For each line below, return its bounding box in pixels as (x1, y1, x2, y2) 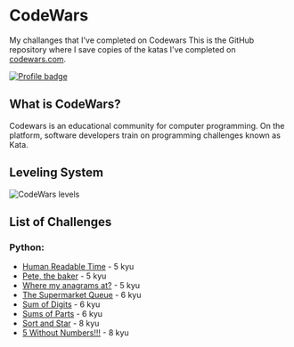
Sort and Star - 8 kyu (21, 318, 100, 329)
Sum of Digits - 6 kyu (21, 299, 101, 310)
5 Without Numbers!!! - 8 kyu (21, 327, 129, 338)
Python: (9, 241, 45, 254)
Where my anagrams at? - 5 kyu (21, 280, 141, 291)
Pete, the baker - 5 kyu (21, 270, 107, 281)
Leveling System (9, 165, 104, 181)
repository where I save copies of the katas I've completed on (9, 44, 236, 54)
